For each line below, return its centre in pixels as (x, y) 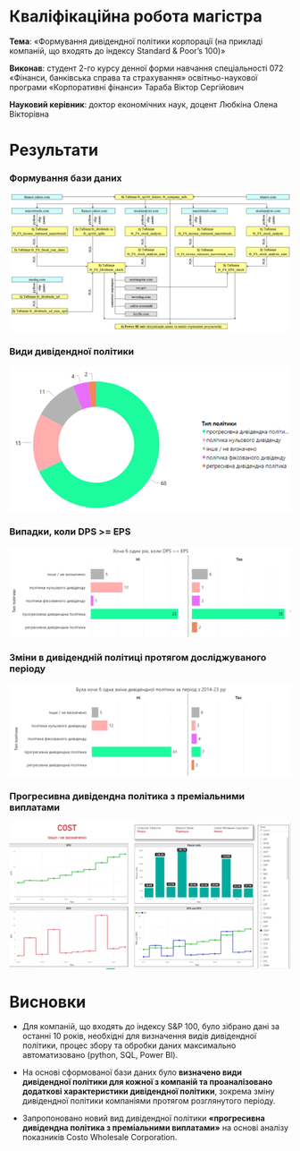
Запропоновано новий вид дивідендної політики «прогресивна (143, 1118)
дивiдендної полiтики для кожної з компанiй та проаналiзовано (147, 1082)
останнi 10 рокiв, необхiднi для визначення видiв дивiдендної (139, 1036)
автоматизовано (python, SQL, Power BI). (100, 1055)
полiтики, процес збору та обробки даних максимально (129, 1045)
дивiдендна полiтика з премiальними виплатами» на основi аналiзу (155, 1128)
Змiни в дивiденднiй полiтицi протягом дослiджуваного (138, 658)
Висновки (48, 1002)
